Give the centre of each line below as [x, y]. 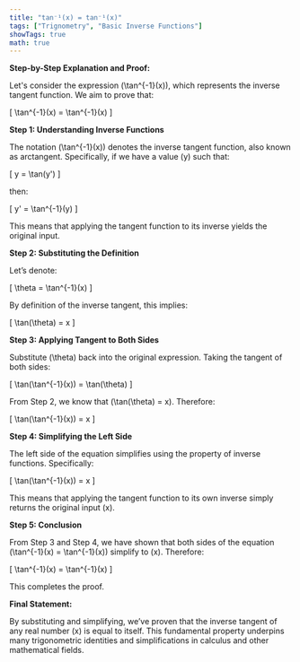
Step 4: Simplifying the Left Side [71, 437]
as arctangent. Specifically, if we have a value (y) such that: [120, 157]
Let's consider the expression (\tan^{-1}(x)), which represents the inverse [145, 85]
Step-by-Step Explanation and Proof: [80, 68]
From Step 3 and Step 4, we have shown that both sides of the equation [142, 543]
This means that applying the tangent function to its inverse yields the [138, 226]
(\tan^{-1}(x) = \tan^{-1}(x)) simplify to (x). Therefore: [107, 552]
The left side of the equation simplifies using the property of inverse [135, 454]
